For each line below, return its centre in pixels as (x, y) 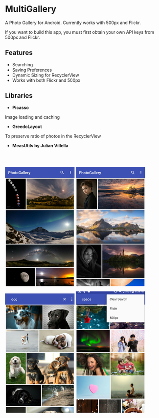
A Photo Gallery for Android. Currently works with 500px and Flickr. (73, 23)
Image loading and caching (33, 117)
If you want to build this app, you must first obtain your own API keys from (80, 32)
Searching (23, 64)
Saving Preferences (32, 70)
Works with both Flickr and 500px (46, 80)
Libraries (19, 96)
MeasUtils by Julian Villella (40, 145)
